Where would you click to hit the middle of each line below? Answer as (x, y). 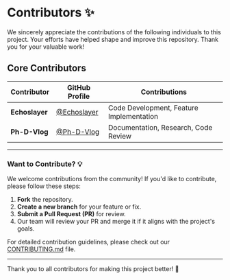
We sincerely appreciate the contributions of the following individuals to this (114, 32)
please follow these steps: (44, 186)
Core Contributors (47, 68)
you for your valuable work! (46, 47)
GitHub (79, 87)
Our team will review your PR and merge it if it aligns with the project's (116, 222)
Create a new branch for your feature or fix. (79, 207)
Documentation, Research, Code (161, 127)
